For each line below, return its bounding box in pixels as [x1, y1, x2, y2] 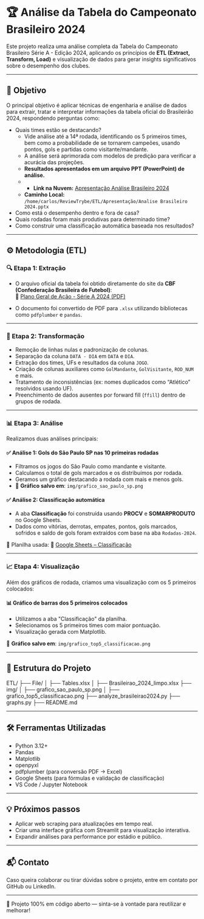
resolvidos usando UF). [15, 384, 74, 392]
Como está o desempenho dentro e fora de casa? [15, 209, 140, 217]
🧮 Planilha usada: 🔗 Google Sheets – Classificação [6, 541, 132, 549]
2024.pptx [24, 204, 50, 210]
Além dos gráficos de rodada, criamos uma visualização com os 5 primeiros [6, 578, 196, 586]
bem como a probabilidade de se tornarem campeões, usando [24, 139, 180, 147]
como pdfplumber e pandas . [15, 311, 83, 319]
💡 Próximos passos [6, 804, 81, 814]
